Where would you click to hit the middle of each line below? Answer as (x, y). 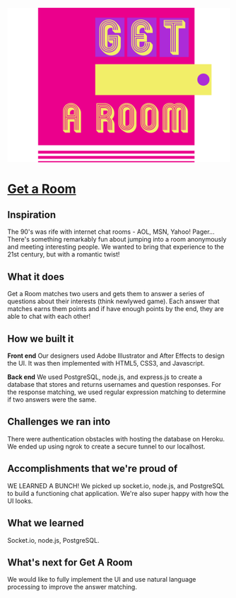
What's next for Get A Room (70, 562)
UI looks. (20, 501)
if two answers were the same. (52, 400)
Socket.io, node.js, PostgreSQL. (53, 540)
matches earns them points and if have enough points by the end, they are (116, 309)
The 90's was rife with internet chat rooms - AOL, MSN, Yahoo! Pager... (111, 232)
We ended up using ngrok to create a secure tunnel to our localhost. (107, 446)
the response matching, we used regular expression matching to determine (117, 392)
